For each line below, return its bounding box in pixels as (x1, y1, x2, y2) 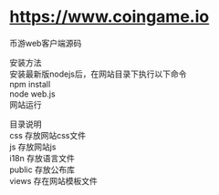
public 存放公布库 (9, 164, 76, 175)
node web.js (9, 88, 57, 99)
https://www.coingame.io (9, 6, 210, 27)
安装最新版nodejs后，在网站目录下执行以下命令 (9, 68, 187, 79)
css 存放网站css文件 (9, 129, 87, 140)
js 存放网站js (9, 141, 57, 152)
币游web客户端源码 (9, 37, 82, 48)
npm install (9, 78, 51, 89)
